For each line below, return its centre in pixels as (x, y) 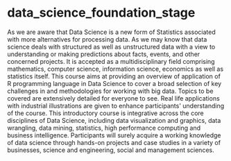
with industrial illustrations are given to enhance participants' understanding (116, 105)
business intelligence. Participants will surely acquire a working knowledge (114, 135)
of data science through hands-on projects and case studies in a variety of (114, 142)
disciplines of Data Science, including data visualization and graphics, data (114, 120)
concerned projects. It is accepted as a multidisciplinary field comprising (111, 61)
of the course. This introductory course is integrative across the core (105, 113)
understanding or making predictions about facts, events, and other (104, 54)
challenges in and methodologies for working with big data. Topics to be (110, 91)
